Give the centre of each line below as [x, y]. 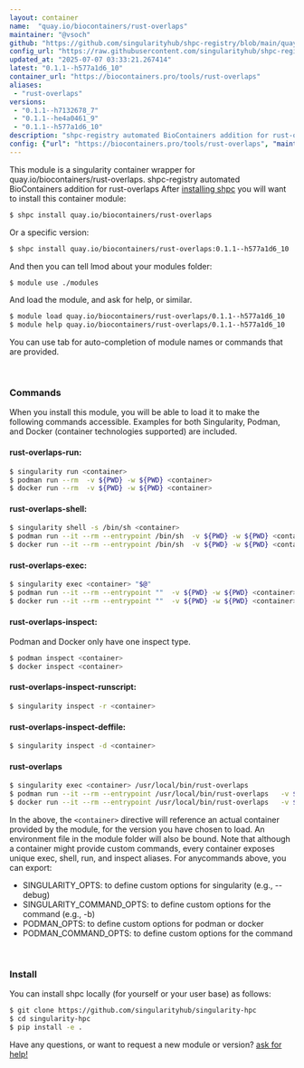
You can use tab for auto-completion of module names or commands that [146, 342]
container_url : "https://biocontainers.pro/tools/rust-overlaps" [135, 77]
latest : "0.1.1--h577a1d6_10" [66, 69]
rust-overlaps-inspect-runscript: [73, 687]
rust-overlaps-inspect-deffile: [68, 727]
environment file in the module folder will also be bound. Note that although [150, 838]
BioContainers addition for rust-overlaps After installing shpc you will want [148, 189]
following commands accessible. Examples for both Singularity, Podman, [145, 422]
